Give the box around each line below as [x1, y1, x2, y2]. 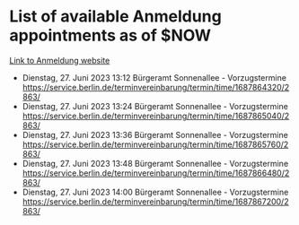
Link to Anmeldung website [9, 55, 110, 65]
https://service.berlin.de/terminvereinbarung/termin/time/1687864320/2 [22, 82, 290, 92]
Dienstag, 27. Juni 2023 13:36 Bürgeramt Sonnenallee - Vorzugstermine [22, 129, 289, 140]
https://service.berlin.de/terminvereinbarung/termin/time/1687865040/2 [22, 110, 290, 121]
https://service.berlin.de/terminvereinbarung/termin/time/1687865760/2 [22, 139, 289, 150]
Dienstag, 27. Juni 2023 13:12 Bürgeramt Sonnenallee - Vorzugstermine [22, 72, 287, 82]
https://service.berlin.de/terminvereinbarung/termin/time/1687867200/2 [22, 195, 289, 207]
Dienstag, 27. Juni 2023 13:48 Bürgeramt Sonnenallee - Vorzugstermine [22, 158, 289, 169]
